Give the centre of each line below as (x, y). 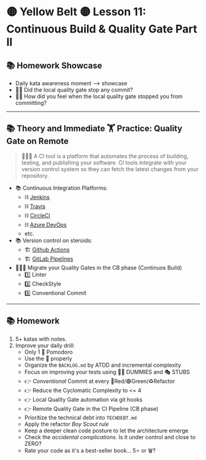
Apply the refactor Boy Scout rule (67, 424)
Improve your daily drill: (45, 345)
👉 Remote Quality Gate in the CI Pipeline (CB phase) (91, 408)
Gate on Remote (37, 141)
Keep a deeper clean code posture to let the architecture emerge (106, 431)
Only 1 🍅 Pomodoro (48, 352)
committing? (31, 103)
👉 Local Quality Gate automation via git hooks (83, 399)
